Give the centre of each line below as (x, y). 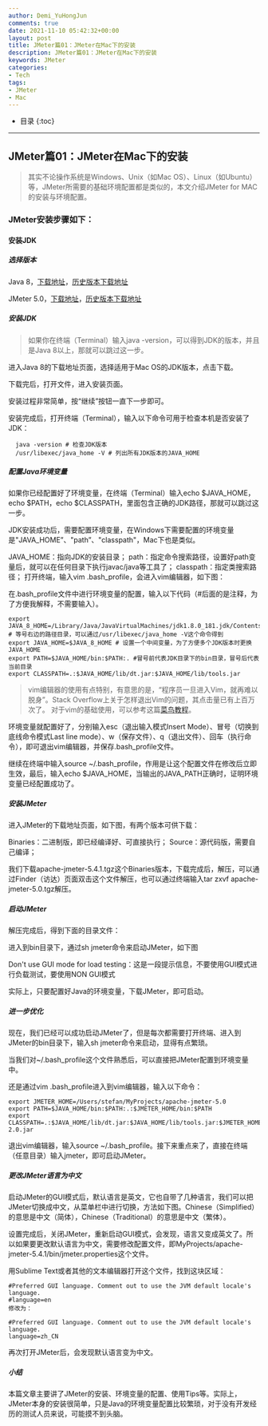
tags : (17, 82)
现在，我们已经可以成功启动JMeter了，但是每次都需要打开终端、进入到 (125, 1033)
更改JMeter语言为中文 (45, 1175)
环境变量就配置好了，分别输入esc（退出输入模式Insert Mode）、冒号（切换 (130, 727)
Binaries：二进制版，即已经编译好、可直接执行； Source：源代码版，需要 (128, 842)
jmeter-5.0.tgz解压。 (42, 889)
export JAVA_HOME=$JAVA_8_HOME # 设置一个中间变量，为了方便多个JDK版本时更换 (130, 643)
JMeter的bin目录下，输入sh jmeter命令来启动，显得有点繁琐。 (110, 1043)
